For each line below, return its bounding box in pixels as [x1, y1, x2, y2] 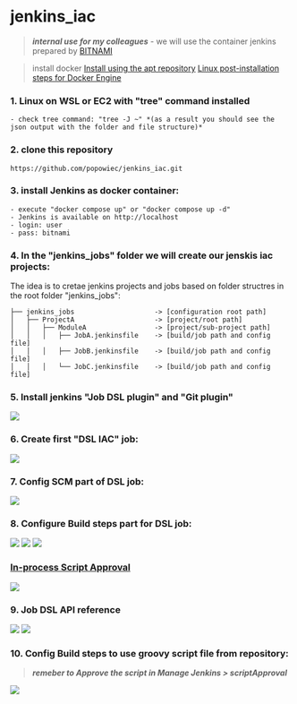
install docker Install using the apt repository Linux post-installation [31, 63, 280, 73]
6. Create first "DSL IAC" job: [10, 433, 139, 445]
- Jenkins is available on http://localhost [10, 212, 179, 221]
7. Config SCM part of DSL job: [10, 475, 144, 487]
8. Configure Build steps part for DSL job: [10, 517, 192, 529]
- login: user [10, 220, 64, 229]
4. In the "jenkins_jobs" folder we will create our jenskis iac [10, 249, 274, 262]
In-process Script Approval [10, 562, 131, 574]
